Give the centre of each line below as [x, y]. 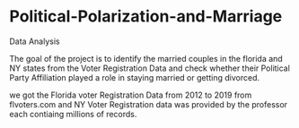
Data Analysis [35, 41]
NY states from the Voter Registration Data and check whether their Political [149, 68]
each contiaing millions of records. [73, 114]
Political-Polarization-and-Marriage [146, 17]
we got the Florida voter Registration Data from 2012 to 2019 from [131, 95]
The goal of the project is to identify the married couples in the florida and [146, 58]
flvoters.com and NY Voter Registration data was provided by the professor [149, 104]
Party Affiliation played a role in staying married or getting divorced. [135, 77]
